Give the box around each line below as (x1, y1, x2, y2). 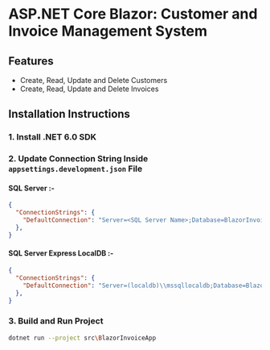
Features (8, 54, 54, 68)
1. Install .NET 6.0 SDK (8, 131, 97, 143)
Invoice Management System (8, 22, 207, 40)
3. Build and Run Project (8, 315, 104, 327)
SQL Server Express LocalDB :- (8, 248, 114, 258)
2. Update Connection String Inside (8, 153, 149, 165)
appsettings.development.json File (8, 163, 143, 174)
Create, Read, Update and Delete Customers (19, 76, 168, 85)
